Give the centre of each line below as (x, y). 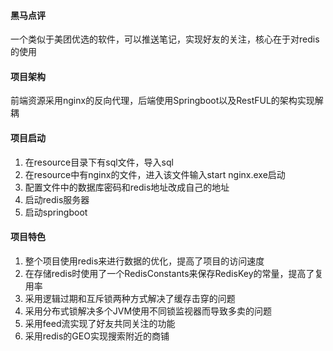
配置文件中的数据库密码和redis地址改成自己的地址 (127, 187)
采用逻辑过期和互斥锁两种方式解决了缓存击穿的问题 (130, 298)
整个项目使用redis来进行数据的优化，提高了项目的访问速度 (144, 261)
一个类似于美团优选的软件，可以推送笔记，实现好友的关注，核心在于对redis (165, 39)
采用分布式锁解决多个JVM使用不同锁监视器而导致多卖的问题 (148, 311)
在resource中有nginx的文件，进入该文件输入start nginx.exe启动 (155, 174)
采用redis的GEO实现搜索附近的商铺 (97, 336)
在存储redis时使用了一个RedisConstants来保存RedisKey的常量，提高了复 (174, 273)
